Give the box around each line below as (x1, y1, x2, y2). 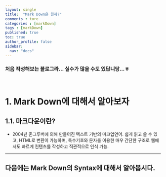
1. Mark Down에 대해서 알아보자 (5, 96, 129, 107)
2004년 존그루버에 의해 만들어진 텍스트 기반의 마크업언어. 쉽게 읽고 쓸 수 (12, 131, 152, 137)
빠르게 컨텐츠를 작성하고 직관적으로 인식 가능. (21, 143, 109, 149)
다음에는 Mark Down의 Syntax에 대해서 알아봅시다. (5, 164, 156, 173)
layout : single (5, 7, 37, 12)
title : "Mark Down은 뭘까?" (5, 12, 62, 17)
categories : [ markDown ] (5, 21, 56, 26)
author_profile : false (5, 39, 52, 44)
